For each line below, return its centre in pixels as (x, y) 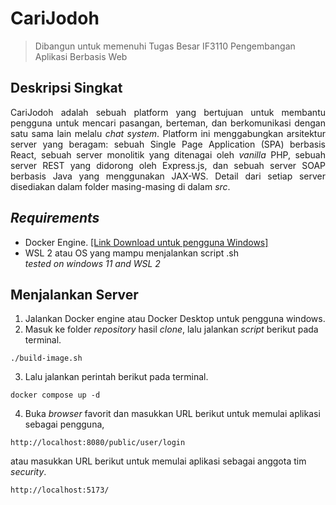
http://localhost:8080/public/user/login (98, 443)
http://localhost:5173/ (60, 490)
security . (28, 472)
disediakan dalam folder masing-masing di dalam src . (120, 186)
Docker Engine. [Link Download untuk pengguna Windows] (146, 242)
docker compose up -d (55, 395)
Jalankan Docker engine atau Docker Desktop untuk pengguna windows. (175, 319)
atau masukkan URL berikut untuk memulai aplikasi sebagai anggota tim (158, 461)
